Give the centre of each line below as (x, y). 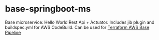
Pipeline (13, 32)
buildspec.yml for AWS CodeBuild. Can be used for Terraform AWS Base (77, 27)
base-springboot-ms (48, 9)
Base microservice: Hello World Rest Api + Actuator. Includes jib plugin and (80, 22)
